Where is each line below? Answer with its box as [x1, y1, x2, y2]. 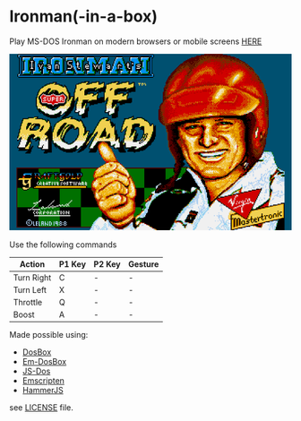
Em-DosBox [21, 356, 67, 366]
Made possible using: [9, 329, 89, 339]
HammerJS [21, 384, 64, 395]
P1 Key [58, 259, 87, 270]
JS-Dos [21, 365, 51, 376]
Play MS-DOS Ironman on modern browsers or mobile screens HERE [9, 36, 262, 47]
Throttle [13, 297, 43, 308]
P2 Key [93, 259, 121, 270]
